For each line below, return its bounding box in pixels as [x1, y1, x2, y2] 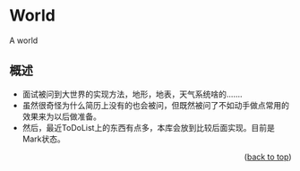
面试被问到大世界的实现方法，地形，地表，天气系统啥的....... [21, 89, 244, 99]
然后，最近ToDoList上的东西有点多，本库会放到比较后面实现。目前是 [21, 122, 275, 133]
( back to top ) [244, 151, 292, 162]
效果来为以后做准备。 [21, 111, 101, 122]
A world [9, 35, 39, 46]
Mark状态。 [21, 133, 65, 144]
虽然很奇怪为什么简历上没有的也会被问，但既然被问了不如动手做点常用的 [21, 99, 289, 110]
